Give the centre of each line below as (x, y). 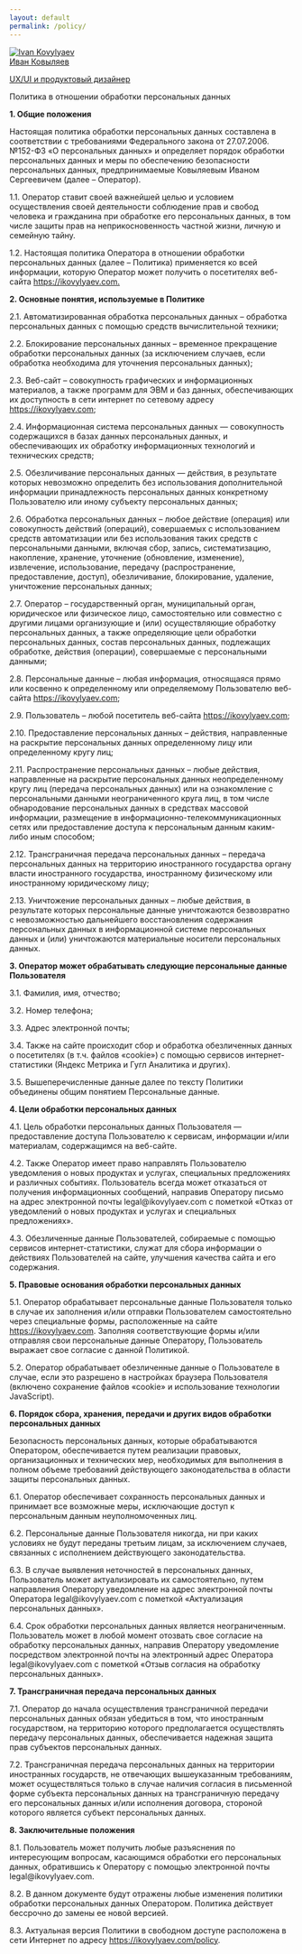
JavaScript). (32, 1396)
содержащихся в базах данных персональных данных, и (119, 436)
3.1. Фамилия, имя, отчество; (65, 993)
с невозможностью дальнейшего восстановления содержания (131, 919)
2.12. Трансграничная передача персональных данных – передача (137, 854)
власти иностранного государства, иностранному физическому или (141, 873)
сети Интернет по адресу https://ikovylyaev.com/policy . (115, 1940)
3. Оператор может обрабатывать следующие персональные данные (148, 966)
